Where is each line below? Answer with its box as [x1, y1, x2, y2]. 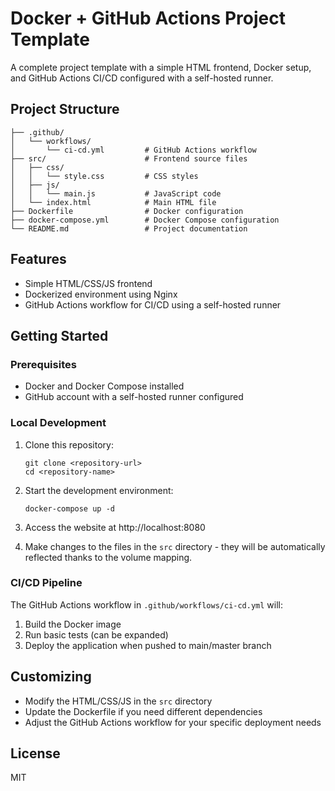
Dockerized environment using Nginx [24, 288, 178, 300]
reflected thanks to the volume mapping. [24, 551, 193, 563]
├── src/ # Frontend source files [10, 153, 248, 164]
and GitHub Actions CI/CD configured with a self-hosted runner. [10, 72, 274, 84]
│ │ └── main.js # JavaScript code [10, 188, 222, 199]
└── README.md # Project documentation [10, 223, 248, 234]
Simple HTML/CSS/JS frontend [24, 277, 153, 289]
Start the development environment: [24, 484, 174, 496]
